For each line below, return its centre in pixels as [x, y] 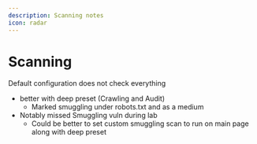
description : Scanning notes [56, 15]
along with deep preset [69, 132]
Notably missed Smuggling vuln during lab [88, 116]
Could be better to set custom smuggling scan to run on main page [140, 124]
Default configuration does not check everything [87, 83]
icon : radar [28, 23]
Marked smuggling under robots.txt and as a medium [117, 107]
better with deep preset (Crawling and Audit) [92, 98]
